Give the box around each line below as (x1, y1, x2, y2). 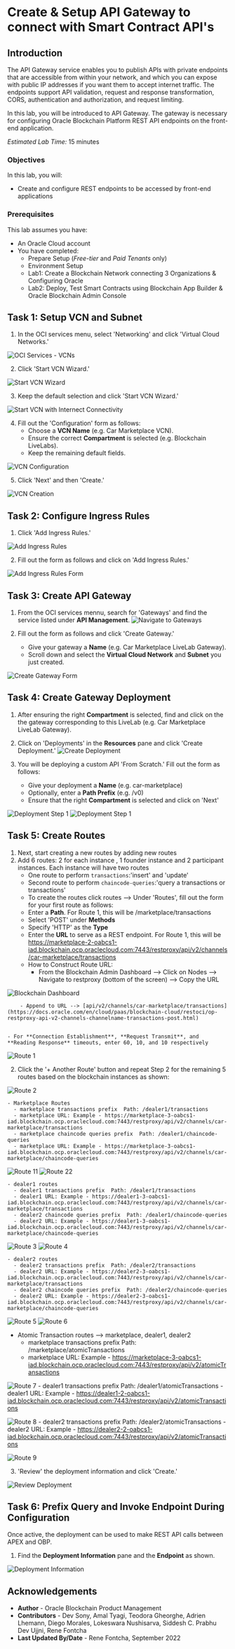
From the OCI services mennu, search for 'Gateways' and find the (17, 608, 208, 617)
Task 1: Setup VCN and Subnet (7, 311, 143, 323)
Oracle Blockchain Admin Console (27, 291, 127, 299)
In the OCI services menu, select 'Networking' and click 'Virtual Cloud (17, 330, 220, 339)
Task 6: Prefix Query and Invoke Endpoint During (7, 1501, 225, 1513)
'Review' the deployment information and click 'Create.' (17, 1467, 177, 1475)
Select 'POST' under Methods (27, 915, 116, 924)
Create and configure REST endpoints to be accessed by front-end (17, 184, 212, 193)
